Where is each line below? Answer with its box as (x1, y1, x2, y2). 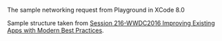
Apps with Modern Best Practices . (7, 27, 105, 34)
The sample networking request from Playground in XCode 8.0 (7, 6, 185, 14)
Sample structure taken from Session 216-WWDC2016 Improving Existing (7, 19, 215, 27)
